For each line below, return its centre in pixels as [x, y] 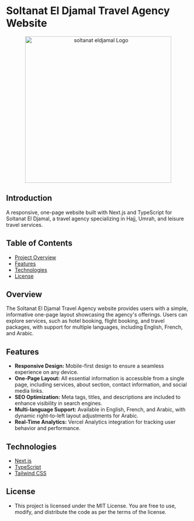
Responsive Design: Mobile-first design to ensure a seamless [89, 366]
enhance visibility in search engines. [58, 403]
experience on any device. [46, 372]
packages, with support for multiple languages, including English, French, [94, 327]
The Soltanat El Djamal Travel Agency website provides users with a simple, [97, 308]
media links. [29, 391]
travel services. [25, 224]
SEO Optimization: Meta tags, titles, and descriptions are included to [98, 397]
